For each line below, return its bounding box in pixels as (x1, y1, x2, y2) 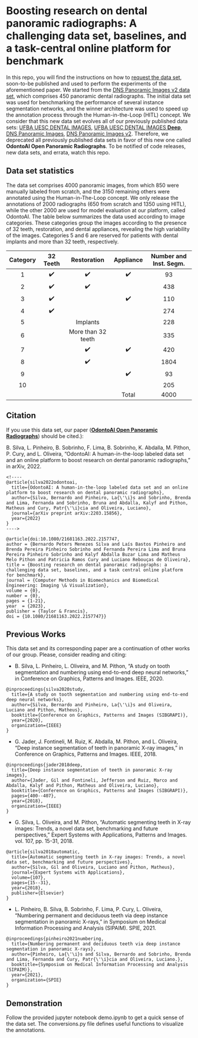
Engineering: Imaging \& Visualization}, (6, 582, 110, 588)
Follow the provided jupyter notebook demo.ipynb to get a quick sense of (6, 1014, 184, 1021)
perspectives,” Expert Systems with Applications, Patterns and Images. (14, 831, 187, 838)
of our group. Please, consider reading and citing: (6, 651, 127, 658)
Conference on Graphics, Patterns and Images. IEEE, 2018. (14, 750, 157, 758)
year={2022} (11, 515, 41, 521)
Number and (151, 252, 187, 260)
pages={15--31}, (11, 880, 51, 886)
